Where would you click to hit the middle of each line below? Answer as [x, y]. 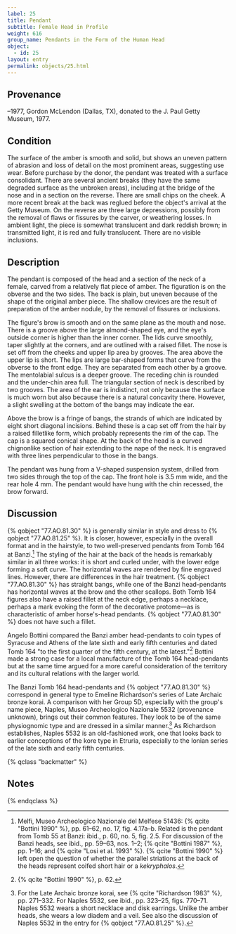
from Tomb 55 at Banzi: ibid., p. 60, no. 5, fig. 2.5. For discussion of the [120, 836]
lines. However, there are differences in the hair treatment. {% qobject [109, 576]
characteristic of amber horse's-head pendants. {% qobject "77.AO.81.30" [114, 614]
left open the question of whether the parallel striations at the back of [118, 858]
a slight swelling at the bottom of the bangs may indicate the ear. [101, 405]
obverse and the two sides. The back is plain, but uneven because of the [112, 294]
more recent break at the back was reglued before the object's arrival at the [117, 203]
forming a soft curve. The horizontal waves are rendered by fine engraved [114, 569]
